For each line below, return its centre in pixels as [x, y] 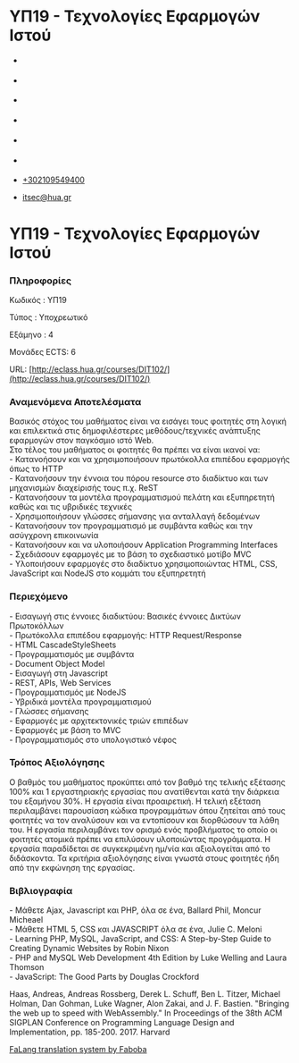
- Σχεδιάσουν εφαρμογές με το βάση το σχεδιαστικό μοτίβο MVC [130, 554]
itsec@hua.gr [47, 198]
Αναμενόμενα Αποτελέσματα [75, 401]
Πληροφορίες [41, 281]
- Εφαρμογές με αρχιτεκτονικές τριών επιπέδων [99, 721]
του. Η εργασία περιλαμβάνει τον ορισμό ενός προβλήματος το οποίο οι [144, 830]
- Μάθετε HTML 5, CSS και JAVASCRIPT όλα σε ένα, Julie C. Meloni [136, 929]
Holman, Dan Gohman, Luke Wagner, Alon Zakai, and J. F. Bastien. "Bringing [149, 1004]
